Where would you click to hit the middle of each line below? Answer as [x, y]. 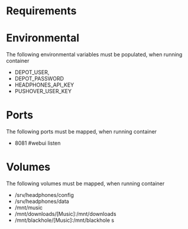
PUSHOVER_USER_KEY [43, 91]
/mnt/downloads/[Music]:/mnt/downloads [65, 214]
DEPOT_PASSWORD [39, 79]
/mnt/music [29, 208]
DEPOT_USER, [32, 72]
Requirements [41, 11]
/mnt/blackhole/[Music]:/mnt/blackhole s [64, 220]
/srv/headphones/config [44, 195]
